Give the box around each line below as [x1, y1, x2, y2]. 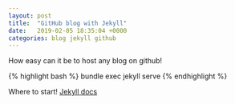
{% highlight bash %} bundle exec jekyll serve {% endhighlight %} [8, 71, 228, 81]
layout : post [8, 11, 52, 20]
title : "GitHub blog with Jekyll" [8, 19, 128, 27]
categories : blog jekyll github [8, 34, 116, 42]
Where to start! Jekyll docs [8, 87, 98, 97]
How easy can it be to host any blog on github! [8, 56, 163, 66]
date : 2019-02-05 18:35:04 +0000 [8, 26, 128, 34]
